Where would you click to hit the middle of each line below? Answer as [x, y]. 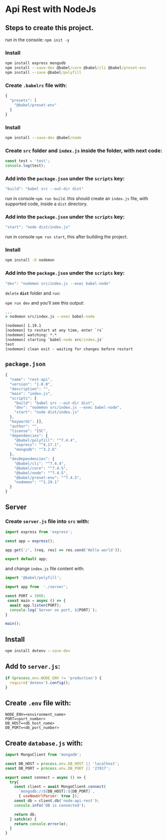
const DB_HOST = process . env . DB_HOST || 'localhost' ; [62, 764]
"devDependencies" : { [32, 459]
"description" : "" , [30, 389]
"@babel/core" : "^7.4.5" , [41, 468]
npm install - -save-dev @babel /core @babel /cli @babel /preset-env [76, 68]
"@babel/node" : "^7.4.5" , [41, 473]
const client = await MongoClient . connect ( [60, 787]
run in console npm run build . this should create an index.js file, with [77, 198]
